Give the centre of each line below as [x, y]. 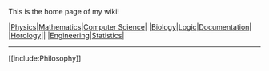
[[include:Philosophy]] [45, 58]
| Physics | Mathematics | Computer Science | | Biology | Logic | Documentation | [130, 27]
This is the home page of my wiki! [64, 12]
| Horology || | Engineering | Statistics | [66, 35]
